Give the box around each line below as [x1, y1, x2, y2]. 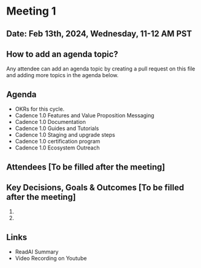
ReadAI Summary [15, 248, 59, 256]
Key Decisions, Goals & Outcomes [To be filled [6, 182, 185, 193]
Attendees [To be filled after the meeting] [6, 162, 165, 172]
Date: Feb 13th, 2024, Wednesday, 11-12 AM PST [6, 29, 193, 39]
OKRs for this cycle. [15, 105, 65, 113]
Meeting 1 [6, 4, 56, 18]
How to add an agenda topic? [6, 49, 119, 59]
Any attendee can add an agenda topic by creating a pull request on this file [6, 65, 196, 72]
